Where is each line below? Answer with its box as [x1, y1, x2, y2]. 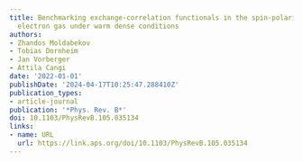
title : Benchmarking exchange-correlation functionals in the [9, 13, 248, 22]
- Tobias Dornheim [9, 47, 78, 56]
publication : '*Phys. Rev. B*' [9, 105, 127, 114]
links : [9, 122, 34, 131]
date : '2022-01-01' [9, 72, 83, 81]
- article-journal [9, 96, 78, 106]
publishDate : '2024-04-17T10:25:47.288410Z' [9, 80, 179, 89]
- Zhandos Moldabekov [9, 38, 91, 48]
